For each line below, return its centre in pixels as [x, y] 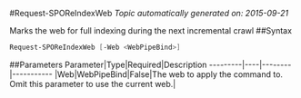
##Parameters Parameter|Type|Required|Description [108, 64]
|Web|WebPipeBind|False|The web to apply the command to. [169, 74]
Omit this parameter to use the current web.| [93, 83]
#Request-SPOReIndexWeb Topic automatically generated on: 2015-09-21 [149, 13]
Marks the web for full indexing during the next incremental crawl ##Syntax [151, 30]
